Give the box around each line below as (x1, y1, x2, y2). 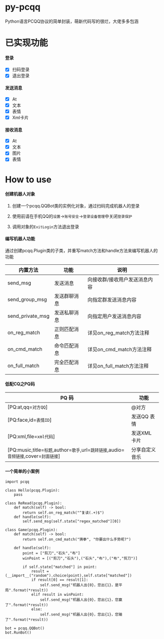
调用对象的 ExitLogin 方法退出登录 (12, 224, 80, 230)
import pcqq (5, 480, 29, 485)
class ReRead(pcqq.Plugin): (5, 501, 62, 506)
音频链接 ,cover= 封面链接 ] (7, 453, 61, 460)
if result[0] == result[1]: (31, 578, 89, 583)
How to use (5, 174, 52, 185)
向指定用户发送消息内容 (87, 313, 142, 320)
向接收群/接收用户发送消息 (87, 276, 148, 283)
